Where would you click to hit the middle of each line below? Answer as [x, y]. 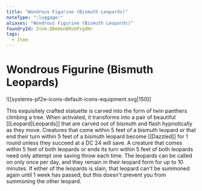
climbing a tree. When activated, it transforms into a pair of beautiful [91, 117]
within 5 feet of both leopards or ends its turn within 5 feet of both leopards [100, 149]
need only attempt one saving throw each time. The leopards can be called [99, 155]
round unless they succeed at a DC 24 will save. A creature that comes [94, 143]
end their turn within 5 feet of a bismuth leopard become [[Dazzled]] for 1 [97, 136]
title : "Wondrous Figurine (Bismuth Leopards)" [67, 12]
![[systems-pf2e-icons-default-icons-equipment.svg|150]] [79, 99]
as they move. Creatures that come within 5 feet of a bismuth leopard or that [101, 130]
